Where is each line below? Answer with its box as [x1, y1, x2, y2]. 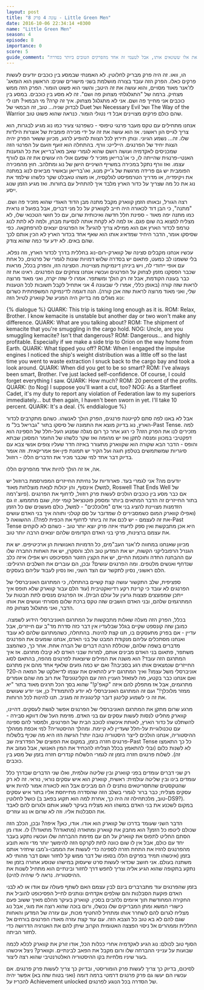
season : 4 [6, 32, 32, 38]
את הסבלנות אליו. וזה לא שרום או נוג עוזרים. [6, 807, 106, 815]
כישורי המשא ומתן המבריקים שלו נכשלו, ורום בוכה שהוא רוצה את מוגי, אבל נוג [6, 902, 183, 910]
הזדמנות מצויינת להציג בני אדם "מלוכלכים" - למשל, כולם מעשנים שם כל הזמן [6, 503, 182, 510]
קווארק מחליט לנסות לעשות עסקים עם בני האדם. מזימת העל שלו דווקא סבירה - [6, 712, 187, 719]
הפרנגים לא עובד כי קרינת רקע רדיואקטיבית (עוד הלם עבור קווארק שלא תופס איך [6, 585, 189, 592]
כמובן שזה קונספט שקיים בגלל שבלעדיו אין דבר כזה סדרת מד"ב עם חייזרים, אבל [6, 622, 188, 630]
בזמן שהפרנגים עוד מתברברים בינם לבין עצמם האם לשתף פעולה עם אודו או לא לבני [6, 883, 197, 890]
